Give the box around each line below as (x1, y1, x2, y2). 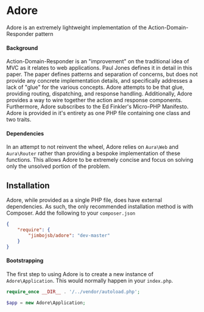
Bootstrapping (6, 257, 44, 265)
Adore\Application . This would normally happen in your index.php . (6, 277, 174, 284)
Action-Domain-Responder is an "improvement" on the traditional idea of (6, 58, 189, 65)
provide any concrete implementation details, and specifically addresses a (6, 77, 193, 85)
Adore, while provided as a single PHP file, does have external (6, 196, 163, 204)
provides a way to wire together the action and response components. (6, 97, 183, 104)
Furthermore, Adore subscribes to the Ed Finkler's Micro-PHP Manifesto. (6, 103, 189, 110)
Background (6, 44, 38, 52)
